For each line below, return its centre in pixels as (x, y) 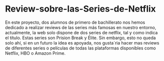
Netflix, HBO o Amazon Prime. (35, 53)
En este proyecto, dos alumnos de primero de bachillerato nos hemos (75, 22)
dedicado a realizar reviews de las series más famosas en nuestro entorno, (81, 27)
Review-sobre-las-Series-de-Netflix (81, 9)
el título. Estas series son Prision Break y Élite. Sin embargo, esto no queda (81, 38)
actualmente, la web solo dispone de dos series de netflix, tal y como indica (82, 32)
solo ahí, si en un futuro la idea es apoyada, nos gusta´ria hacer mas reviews (82, 43)
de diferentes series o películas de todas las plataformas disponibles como (81, 48)
